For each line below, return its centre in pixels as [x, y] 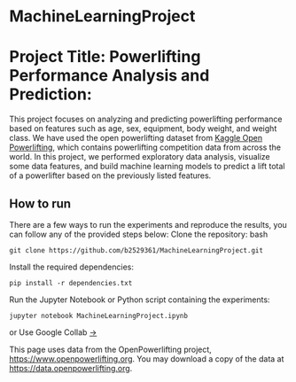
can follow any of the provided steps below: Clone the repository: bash [139, 234]
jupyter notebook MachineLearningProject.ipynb [99, 316]
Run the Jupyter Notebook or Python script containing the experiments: [140, 300]
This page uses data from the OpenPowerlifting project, [111, 349]
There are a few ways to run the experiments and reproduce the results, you [148, 224]
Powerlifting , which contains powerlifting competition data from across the [145, 147]
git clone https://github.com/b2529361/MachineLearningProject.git [136, 250]
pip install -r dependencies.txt [71, 283]
